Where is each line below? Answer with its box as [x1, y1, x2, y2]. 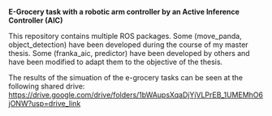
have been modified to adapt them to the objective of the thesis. [8, 57, 223, 67]
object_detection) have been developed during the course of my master [8, 40, 249, 49]
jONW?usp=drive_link [8, 99, 81, 108]
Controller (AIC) [8, 15, 63, 25]
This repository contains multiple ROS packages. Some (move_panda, [8, 32, 242, 41]
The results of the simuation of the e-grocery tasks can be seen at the [8, 73, 244, 82]
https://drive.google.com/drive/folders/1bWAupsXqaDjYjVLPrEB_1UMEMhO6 [8, 90, 264, 100]
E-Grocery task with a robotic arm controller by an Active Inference [8, 7, 240, 16]
